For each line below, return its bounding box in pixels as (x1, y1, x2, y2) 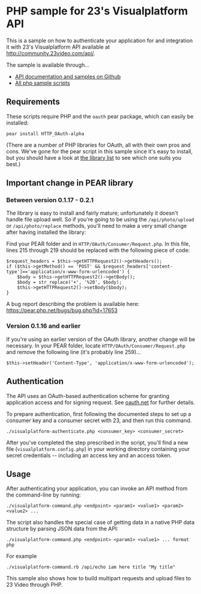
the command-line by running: (6, 491, 81, 498)
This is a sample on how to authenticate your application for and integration (6, 37, 193, 44)
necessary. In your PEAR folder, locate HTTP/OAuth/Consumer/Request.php (6, 341, 186, 349)
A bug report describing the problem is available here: (6, 301, 140, 308)
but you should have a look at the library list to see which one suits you (6, 154, 182, 161)
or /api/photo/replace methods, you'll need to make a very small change (6, 222, 187, 230)
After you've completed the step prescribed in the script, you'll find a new (6, 439, 188, 446)
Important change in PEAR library (6, 178, 134, 188)
